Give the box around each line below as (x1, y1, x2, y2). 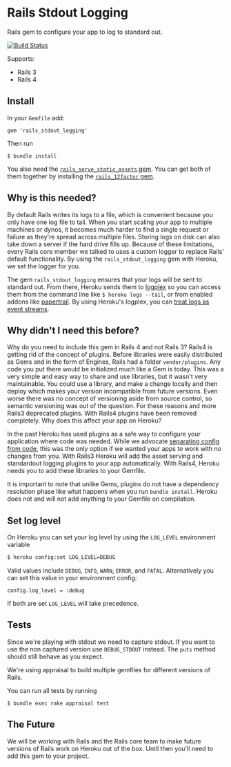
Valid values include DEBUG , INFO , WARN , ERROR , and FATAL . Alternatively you (7, 566, 214, 575)
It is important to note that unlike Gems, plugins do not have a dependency (7, 480, 219, 488)
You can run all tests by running (7, 686, 97, 694)
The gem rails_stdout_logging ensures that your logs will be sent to (7, 275, 202, 284)
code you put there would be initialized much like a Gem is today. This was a (7, 365, 224, 373)
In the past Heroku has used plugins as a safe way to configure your (7, 430, 201, 438)
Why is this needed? (7, 192, 97, 204)
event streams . (7, 304, 50, 313)
